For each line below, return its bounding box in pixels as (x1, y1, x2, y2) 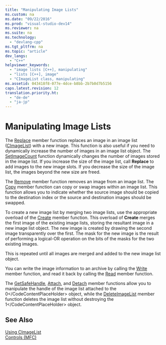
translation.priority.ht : (5, 90, 58, 95)
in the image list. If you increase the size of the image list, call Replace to (5, 158, 154, 164)
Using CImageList (5, 329, 42, 335)
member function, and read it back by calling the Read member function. (5, 271, 154, 277)
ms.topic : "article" (5, 49, 48, 54)
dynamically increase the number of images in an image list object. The (5, 148, 151, 154)
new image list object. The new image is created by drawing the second (5, 225, 152, 231)
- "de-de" (9, 95, 30, 100)
